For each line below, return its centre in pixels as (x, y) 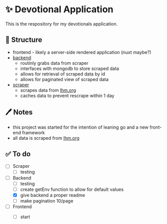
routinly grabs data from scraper (54, 63)
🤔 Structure (24, 40)
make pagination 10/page (47, 201)
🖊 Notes (19, 113)
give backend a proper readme (53, 195)
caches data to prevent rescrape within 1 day (67, 95)
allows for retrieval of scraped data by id (63, 74)
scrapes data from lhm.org (48, 90)
